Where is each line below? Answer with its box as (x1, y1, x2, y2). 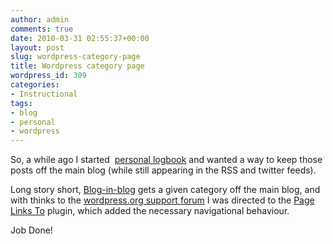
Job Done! (10, 224, 53, 236)
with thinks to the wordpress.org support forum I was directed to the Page (10, 194, 315, 206)
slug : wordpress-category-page (10, 52, 141, 62)
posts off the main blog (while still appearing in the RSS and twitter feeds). (10, 164, 317, 176)
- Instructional (10, 89, 78, 99)
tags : (10, 98, 33, 108)
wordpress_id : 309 (10, 71, 87, 81)
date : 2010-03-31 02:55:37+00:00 (10, 33, 150, 43)
